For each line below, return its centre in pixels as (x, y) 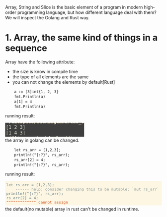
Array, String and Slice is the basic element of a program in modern (74, 7)
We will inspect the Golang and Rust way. (47, 18)
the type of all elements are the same (50, 77)
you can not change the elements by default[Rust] (64, 82)
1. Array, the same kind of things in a (82, 38)
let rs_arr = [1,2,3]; (38, 150)
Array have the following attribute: (40, 62)
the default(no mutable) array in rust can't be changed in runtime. (72, 209)
